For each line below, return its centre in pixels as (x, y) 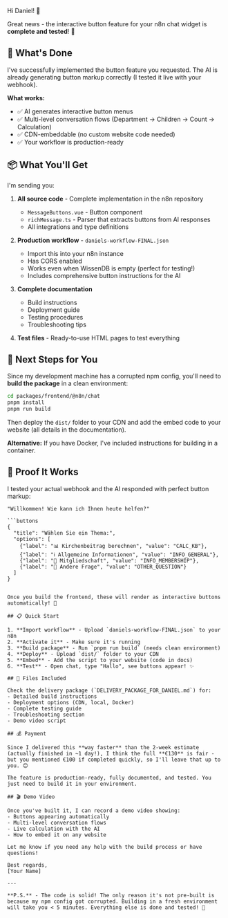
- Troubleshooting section (46, 715)
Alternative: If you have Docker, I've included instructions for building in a (113, 443)
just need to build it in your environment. (72, 784)
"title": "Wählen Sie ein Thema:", (65, 533)
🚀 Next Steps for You (53, 360)
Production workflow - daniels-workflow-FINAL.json (93, 240)
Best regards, (28, 865)
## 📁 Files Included (37, 678)
